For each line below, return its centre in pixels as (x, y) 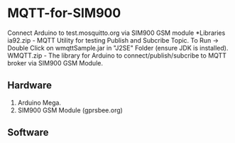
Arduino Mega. (39, 102)
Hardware (29, 86)
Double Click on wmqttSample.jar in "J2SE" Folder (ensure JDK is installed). (118, 48)
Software (28, 133)
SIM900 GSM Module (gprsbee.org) (70, 110)
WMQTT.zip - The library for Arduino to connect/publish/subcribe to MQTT (117, 55)
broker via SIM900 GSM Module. (55, 63)
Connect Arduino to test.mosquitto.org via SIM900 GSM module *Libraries (116, 33)
